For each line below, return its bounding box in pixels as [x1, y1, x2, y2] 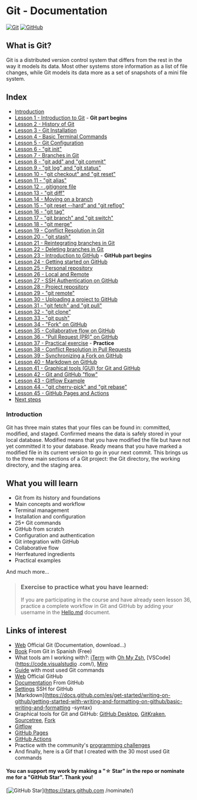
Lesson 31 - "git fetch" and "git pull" [14, 302, 102, 309]
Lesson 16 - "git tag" [14, 208, 65, 215]
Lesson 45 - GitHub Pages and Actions [14, 389, 109, 396]
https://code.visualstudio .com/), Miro [16, 660, 108, 667]
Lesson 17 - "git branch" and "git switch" [14, 214, 113, 222]
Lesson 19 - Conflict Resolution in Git [14, 227, 105, 234]
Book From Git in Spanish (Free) [14, 647, 92, 654]
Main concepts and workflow [14, 500, 85, 507]
